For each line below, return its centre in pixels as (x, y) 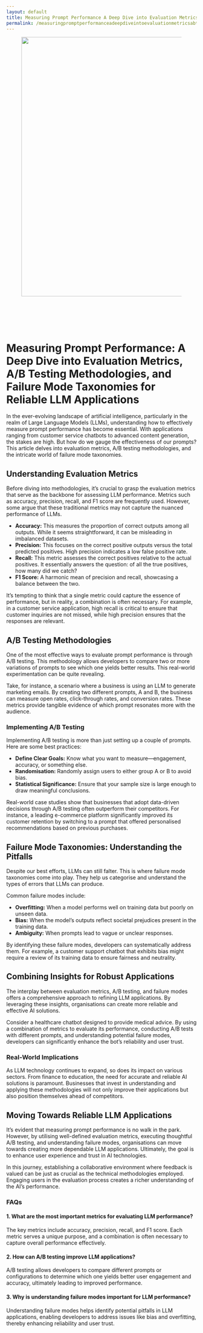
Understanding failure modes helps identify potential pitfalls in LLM (90, 1310)
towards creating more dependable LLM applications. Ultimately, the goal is (100, 1149)
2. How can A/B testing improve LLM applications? (71, 1257)
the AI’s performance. (33, 1186)
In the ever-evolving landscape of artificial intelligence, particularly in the (97, 416)
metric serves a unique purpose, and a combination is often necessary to (97, 1236)
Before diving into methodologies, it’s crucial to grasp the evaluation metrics (101, 488)
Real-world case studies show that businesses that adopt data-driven (93, 802)
